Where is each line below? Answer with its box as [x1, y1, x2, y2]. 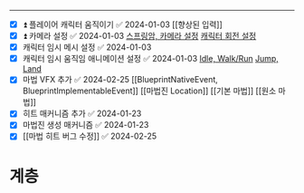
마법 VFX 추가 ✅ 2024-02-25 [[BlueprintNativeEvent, [22, 74, 219, 85]
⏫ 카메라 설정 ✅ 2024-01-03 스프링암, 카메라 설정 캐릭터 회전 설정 [22, 31, 257, 42]
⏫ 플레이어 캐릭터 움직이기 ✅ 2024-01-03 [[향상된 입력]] [22, 19, 223, 30]
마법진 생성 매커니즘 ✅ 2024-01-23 [22, 120, 149, 130]
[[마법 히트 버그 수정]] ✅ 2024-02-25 [22, 130, 157, 141]
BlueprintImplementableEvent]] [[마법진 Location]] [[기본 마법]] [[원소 [22, 85, 277, 96]
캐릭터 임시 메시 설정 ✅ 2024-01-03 [22, 42, 152, 53]
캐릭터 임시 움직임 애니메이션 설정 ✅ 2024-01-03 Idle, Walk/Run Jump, [22, 53, 279, 64]
